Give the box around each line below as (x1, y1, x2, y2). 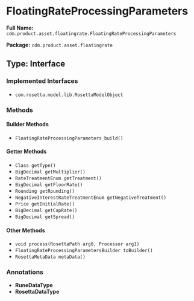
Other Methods (6, 227, 45, 234)
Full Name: (6, 24, 34, 31)
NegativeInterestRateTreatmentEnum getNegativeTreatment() (14, 195, 167, 201)
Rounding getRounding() (14, 188, 75, 194)
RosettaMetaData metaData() (14, 254, 86, 261)
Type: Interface (6, 59, 66, 69)
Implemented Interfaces (6, 77, 78, 85)
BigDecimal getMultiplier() (14, 169, 86, 175)
